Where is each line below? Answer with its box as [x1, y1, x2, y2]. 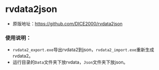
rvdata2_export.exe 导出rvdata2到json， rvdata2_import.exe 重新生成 [12, 46, 154, 53]
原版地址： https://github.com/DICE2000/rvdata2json [12, 20, 123, 26]
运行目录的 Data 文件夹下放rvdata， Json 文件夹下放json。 [12, 59, 128, 65]
